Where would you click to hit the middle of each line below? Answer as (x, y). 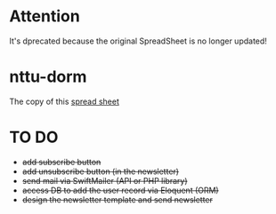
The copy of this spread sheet (65, 101)
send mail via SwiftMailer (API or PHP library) (105, 180)
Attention (45, 16)
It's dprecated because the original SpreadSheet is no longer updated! (138, 41)
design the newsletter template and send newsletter (118, 199)
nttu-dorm (48, 77)
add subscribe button (61, 162)
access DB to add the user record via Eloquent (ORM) (121, 190)
